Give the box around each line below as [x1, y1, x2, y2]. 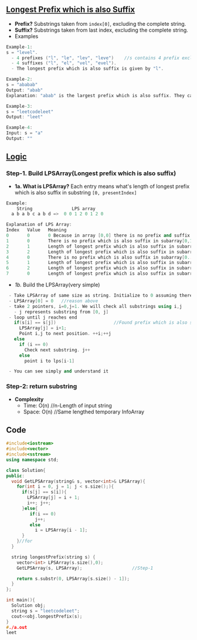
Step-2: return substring [6, 382, 77, 391]
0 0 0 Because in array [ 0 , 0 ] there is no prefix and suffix [6, 232, 191, 238]
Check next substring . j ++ [24, 347, 91, 353]
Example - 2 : [6, 76, 33, 83]
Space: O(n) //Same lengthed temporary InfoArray [23, 408, 145, 415]
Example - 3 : [6, 103, 33, 109]
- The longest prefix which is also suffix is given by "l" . [11, 66, 164, 72]
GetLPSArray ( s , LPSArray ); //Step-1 [16, 565, 154, 571]
